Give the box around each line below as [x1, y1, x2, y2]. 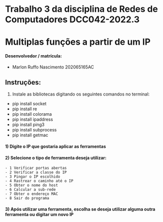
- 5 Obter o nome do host [5, 183, 58, 188]
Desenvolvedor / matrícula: [5, 53, 62, 59]
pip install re [12, 106, 37, 112]
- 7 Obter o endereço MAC [5, 191, 58, 196]
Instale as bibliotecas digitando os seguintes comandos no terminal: [12, 91, 150, 97]
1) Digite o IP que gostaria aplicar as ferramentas [5, 143, 107, 149]
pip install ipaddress [12, 117, 53, 123]
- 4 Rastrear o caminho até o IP [5, 179, 74, 184]
